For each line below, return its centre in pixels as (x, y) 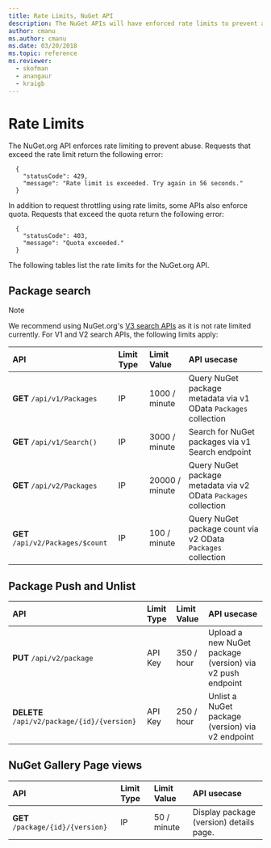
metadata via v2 (219, 485)
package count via (223, 529)
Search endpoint (220, 452)
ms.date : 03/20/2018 (43, 46)
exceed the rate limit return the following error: (86, 155)
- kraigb (30, 83)
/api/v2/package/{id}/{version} (75, 722)
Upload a (225, 633)
